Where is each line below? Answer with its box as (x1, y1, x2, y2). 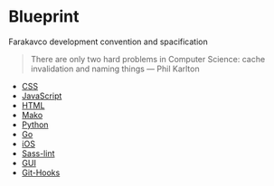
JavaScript (21, 90, 62, 101)
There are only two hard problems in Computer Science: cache (30, 53, 266, 64)
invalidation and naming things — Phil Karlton (30, 63, 200, 74)
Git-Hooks (21, 167, 61, 178)
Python (21, 119, 49, 130)
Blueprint (8, 6, 80, 27)
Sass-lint (21, 147, 55, 159)
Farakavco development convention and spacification (8, 36, 209, 47)
